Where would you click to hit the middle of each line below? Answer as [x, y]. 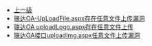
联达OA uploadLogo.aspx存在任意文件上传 [74, 27]
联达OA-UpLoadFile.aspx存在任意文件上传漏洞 [79, 18]
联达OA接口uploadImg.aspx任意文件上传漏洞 [77, 35]
